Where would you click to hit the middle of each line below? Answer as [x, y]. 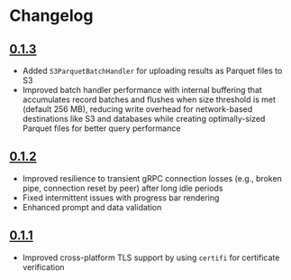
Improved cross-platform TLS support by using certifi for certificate [151, 257]
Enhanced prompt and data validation [92, 207]
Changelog [51, 16]
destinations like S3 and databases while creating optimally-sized [144, 119]
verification [43, 266]
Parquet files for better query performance [101, 128]
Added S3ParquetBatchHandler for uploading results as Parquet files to [152, 70]
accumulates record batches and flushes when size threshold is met [149, 99]
